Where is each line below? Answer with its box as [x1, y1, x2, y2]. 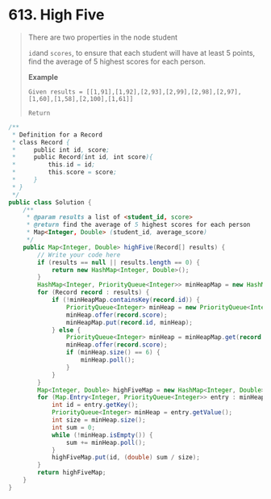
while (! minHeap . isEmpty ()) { [51, 430, 153, 439]
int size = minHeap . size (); [51, 416, 147, 425]
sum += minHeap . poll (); [65, 438, 147, 447]
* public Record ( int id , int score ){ [11, 153, 153, 161]
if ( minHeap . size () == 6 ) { [65, 349, 161, 357]
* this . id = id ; [11, 161, 95, 169]
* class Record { [11, 138, 70, 146]
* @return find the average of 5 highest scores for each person [26, 220, 251, 229]
